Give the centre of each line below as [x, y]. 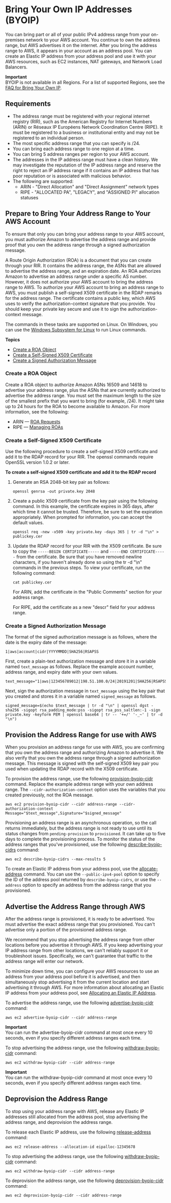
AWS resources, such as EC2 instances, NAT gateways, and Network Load [83, 61]
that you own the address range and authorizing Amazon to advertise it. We [84, 752]
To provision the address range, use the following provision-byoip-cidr [79, 779]
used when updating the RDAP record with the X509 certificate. [72, 769]
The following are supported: [43, 181]
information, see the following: [37, 412]
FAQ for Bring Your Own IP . [34, 87]
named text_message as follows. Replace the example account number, [79, 667]
